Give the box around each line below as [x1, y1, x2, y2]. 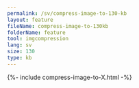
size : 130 [7, 48, 36, 55]
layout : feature [7, 16, 53, 23]
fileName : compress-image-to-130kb [7, 23, 109, 29]
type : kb [7, 55, 32, 61]
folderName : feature [7, 29, 66, 36]
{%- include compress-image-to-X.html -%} [7, 73, 132, 81]
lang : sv [7, 42, 32, 48]
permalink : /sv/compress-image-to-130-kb [7, 10, 127, 17]
